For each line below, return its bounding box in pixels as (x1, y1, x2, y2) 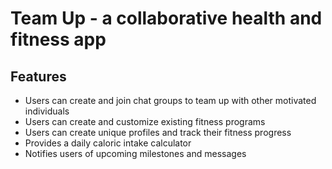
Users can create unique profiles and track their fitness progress (24, 127, 292, 138)
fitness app (10, 28, 107, 51)
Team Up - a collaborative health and (10, 7, 323, 30)
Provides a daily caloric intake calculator (24, 137, 192, 149)
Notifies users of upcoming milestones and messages (24, 148, 247, 159)
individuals (24, 105, 70, 117)
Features (10, 68, 67, 85)
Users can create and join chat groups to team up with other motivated (24, 95, 317, 106)
